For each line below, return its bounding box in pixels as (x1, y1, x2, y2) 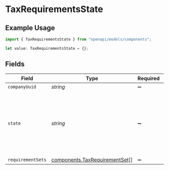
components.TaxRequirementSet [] (51, 156, 133, 163)
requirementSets (8, 157, 47, 162)
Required (137, 74, 160, 81)
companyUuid (8, 84, 37, 90)
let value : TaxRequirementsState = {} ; (5, 46, 89, 51)
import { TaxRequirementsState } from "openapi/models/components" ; (5, 37, 152, 42)
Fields (5, 60, 25, 68)
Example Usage (5, 24, 55, 32)
